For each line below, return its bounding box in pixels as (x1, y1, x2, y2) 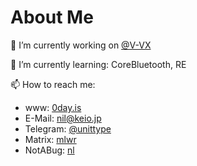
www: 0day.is (24, 101, 82, 113)
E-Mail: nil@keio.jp (24, 112, 102, 124)
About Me (10, 6, 94, 29)
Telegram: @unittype (24, 122, 112, 135)
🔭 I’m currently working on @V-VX (10, 39, 152, 51)
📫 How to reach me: (10, 78, 96, 90)
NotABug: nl (24, 144, 75, 156)
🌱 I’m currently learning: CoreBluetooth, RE (10, 58, 187, 70)
